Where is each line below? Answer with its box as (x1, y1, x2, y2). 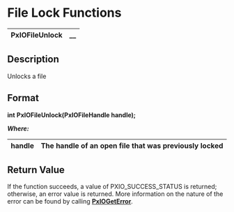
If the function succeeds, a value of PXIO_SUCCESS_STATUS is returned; (7, 183, 217, 191)
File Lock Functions (7, 5, 122, 21)
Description (7, 54, 59, 66)
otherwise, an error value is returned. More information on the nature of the (7, 190, 224, 198)
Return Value (7, 164, 65, 176)
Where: (7, 124, 29, 132)
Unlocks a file (7, 72, 47, 80)
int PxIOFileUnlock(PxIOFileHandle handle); (7, 110, 136, 119)
